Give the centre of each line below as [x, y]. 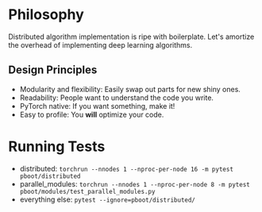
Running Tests [57, 146]
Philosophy [46, 15]
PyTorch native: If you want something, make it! [97, 106]
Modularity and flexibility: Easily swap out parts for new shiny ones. [130, 89]
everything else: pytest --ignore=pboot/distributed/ [108, 199]
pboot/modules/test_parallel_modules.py [87, 191]
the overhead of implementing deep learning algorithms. [100, 44]
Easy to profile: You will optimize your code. [92, 114]
